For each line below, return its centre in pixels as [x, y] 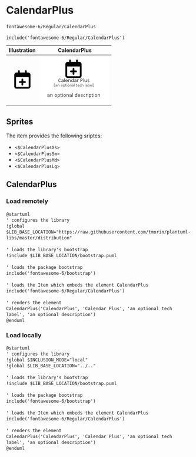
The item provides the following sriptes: [54, 136]
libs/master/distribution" [39, 238]
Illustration [22, 50]
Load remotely [27, 201]
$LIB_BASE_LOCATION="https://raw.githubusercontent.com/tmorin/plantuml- [99, 232]
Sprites [20, 121]
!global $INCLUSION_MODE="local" [47, 360]
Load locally [24, 335]
